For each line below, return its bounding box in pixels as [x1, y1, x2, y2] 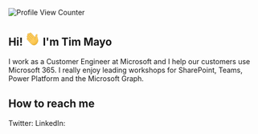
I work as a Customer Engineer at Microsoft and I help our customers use [8, 56, 251, 66]
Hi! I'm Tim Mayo [8, 35, 113, 49]
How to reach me [8, 97, 95, 111]
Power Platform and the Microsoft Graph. [8, 73, 145, 83]
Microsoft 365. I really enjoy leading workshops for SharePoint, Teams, [8, 65, 244, 75]
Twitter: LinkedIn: [8, 118, 66, 128]
